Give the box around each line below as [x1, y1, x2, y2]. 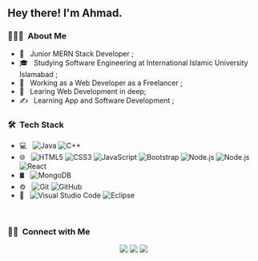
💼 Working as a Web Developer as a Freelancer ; [18, 78, 183, 88]
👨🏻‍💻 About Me [7, 31, 67, 42]
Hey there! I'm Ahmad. [7, 6, 123, 20]
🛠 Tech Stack [7, 119, 65, 130]
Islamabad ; [18, 69, 58, 79]
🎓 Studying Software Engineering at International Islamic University [18, 58, 249, 67]
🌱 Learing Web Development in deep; [18, 86, 147, 96]
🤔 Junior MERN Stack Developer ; [18, 48, 134, 59]
